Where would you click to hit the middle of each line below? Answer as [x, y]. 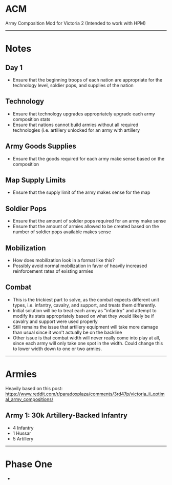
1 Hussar [22, 433]
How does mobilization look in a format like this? [64, 260]
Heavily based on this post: [34, 388]
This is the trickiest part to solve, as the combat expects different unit [86, 299]
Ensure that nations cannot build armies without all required [76, 125]
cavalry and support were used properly [55, 321]
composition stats [31, 119]
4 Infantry [23, 428]
